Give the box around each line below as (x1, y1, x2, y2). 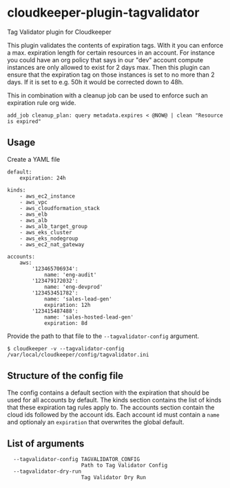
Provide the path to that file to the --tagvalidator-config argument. (7, 332, 200, 340)
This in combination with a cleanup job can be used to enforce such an (7, 91, 209, 100)
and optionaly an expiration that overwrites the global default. (7, 417, 185, 426)
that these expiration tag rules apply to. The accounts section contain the (7, 403, 215, 411)
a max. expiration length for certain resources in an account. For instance (7, 48, 216, 57)
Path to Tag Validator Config (81, 462, 168, 469)
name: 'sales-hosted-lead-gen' (43, 313, 134, 321)
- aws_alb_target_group (19, 223, 88, 229)
